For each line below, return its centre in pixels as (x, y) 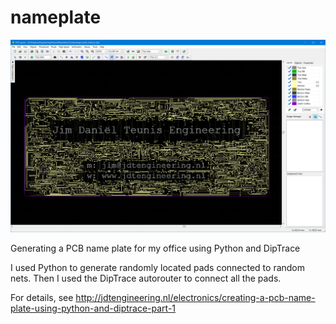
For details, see (42, 297)
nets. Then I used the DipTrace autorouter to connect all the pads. (146, 278)
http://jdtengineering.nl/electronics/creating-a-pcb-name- (195, 297)
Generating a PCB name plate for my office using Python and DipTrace (155, 248)
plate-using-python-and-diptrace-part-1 (93, 308)
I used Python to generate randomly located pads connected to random (158, 267)
